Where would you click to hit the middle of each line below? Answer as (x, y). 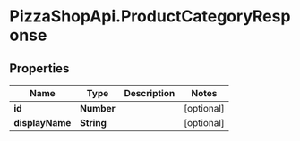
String (94, 123)
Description (150, 93)
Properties (39, 68)
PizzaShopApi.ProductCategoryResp (150, 17)
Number (98, 108)
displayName (43, 123)
